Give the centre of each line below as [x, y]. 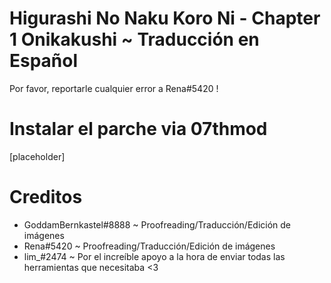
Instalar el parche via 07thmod [138, 129]
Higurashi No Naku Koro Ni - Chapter [165, 18]
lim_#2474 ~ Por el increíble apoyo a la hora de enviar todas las [154, 256]
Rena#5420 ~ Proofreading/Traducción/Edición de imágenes [149, 246]
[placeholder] [37, 156]
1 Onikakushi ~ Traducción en [134, 39]
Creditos [46, 197]
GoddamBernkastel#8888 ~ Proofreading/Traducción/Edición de [157, 224]
